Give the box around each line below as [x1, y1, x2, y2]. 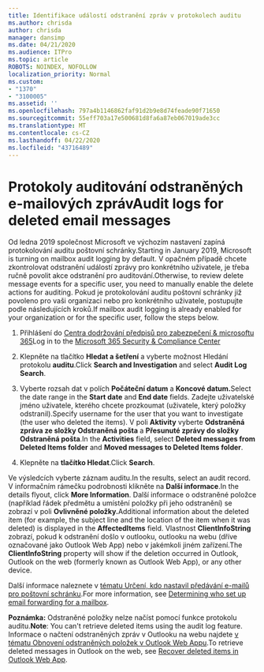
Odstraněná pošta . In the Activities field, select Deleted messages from [19, 434, 256, 444]
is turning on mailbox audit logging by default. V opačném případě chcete [8, 254, 247, 264]
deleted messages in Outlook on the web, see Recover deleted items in [8, 647, 239, 656]
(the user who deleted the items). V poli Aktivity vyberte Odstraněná [19, 418, 245, 427]
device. [8, 565, 32, 575]
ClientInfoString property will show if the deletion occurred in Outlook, [8, 549, 239, 558]
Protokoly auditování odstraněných [8, 178, 244, 196]
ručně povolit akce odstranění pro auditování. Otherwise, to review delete [8, 271, 244, 280]
